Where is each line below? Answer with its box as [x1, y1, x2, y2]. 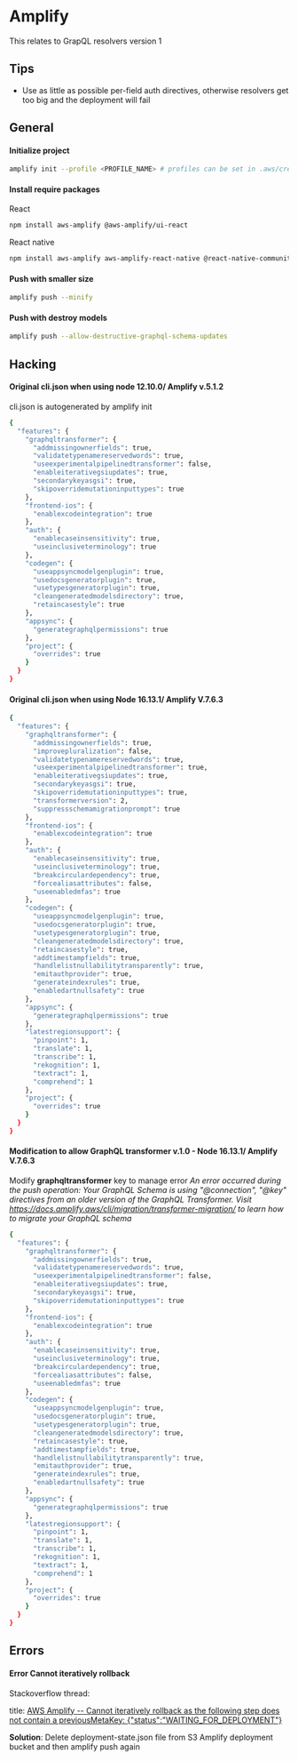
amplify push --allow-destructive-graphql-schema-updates [9, 332, 228, 341]
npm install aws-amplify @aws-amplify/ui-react [9, 220, 189, 230]
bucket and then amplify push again [9, 1741, 140, 1752]
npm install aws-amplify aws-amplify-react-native [9, 254, 200, 263]
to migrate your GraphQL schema [9, 1213, 132, 1223]
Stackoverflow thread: [9, 1687, 90, 1699]
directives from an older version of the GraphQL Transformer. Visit [9, 1194, 253, 1205]
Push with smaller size [9, 273, 94, 284]
